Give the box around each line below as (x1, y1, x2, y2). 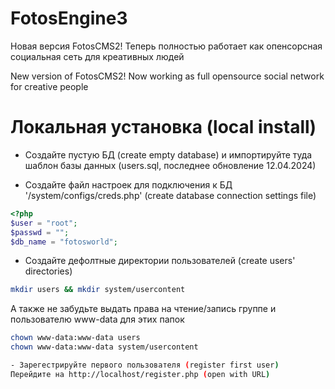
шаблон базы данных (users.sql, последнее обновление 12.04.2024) (24, 159, 317, 171)
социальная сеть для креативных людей (10, 50, 185, 62)
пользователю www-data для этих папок (10, 313, 185, 326)
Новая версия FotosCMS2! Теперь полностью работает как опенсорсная (10, 40, 323, 52)
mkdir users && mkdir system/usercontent (10, 285, 186, 295)
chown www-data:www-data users (10, 333, 141, 343)
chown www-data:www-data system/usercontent (10, 342, 199, 352)
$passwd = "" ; (10, 227, 70, 237)
